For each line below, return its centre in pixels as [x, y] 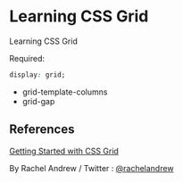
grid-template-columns [65, 92]
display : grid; [37, 74]
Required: [27, 58]
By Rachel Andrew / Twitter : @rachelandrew [91, 168]
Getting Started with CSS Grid [64, 151]
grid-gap [38, 101]
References [42, 130]
